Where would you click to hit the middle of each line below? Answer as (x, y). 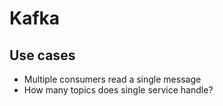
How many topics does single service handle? (118, 90)
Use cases (42, 55)
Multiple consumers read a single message (112, 79)
